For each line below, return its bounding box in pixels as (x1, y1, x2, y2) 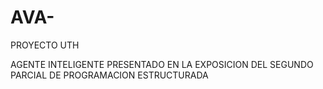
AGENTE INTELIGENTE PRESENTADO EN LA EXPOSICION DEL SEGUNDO (10, 58, 314, 70)
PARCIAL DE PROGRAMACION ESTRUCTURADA (10, 69, 209, 81)
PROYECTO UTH (10, 39, 80, 51)
